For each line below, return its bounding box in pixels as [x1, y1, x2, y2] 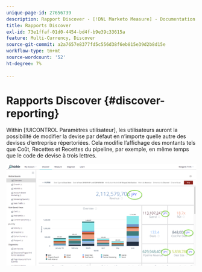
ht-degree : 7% [6, 60, 42, 66]
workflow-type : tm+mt [6, 48, 61, 54]
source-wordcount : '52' [6, 54, 66, 60]
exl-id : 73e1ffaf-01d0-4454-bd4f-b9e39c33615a [6, 29, 125, 35]
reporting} [6, 106, 60, 120]
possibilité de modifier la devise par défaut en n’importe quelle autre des [6, 133, 186, 140]
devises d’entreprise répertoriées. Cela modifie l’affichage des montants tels [6, 139, 196, 147]
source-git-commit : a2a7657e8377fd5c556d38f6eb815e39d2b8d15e [6, 42, 166, 48]
